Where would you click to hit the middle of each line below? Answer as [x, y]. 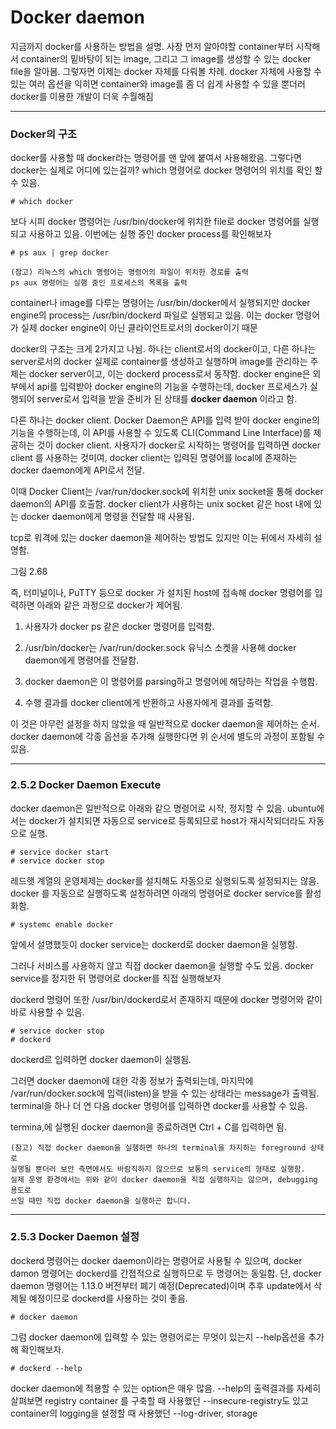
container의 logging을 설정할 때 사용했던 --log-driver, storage [134, 1413]
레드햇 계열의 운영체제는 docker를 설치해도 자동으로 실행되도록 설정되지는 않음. [165, 880]
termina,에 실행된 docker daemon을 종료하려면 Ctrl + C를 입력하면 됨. [148, 1127]
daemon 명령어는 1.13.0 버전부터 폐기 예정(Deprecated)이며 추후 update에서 [161, 1285]
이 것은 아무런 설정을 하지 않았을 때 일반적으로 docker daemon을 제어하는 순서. [165, 724]
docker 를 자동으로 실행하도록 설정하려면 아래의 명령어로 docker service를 [156, 893]
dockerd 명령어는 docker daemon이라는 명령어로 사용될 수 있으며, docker [156, 1260]
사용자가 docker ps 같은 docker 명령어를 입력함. [119, 627]
